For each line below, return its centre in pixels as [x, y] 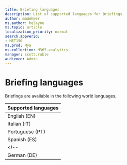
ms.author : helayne [25, 23]
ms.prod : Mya [18, 45]
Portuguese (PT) [26, 132]
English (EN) [22, 116]
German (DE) [22, 155]
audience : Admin [21, 59]
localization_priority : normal [37, 32]
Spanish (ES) [22, 139]
